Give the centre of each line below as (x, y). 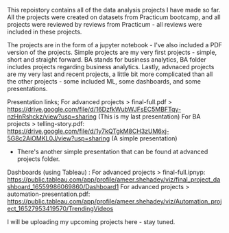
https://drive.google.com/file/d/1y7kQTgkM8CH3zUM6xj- (88, 131)
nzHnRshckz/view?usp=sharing (52, 116)
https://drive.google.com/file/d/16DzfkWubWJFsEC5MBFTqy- (94, 109)
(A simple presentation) (144, 138)
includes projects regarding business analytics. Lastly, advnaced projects (111, 67)
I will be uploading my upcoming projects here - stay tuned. (91, 222)
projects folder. (38, 159)
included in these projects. (45, 32)
